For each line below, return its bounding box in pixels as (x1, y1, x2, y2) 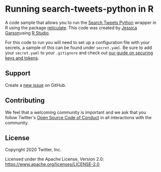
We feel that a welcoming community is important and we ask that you (5, 109, 146, 115)
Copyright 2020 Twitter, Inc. (5, 147, 62, 152)
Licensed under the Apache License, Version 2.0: (5, 156, 104, 162)
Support (5, 69, 31, 78)
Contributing (5, 96, 45, 105)
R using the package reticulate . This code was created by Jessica (5, 24, 138, 30)
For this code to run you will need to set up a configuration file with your (5, 39, 150, 45)
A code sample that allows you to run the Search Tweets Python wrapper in (5, 20, 157, 25)
